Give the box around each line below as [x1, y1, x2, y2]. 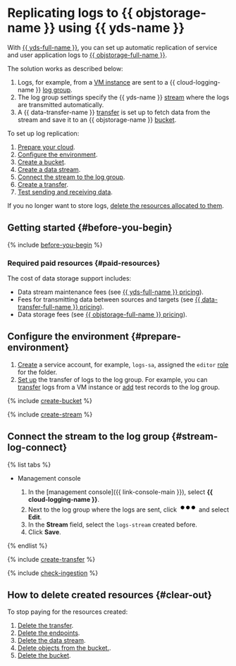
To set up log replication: [7, 129, 80, 137]
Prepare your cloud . [17, 142, 75, 151]
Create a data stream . [17, 165, 81, 173]
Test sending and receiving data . [17, 187, 113, 196]
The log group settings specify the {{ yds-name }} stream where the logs [17, 93, 230, 101]
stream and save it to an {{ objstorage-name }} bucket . [17, 115, 177, 124]
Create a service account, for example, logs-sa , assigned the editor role [17, 360, 229, 369]
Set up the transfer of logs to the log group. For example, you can [17, 375, 208, 383]
